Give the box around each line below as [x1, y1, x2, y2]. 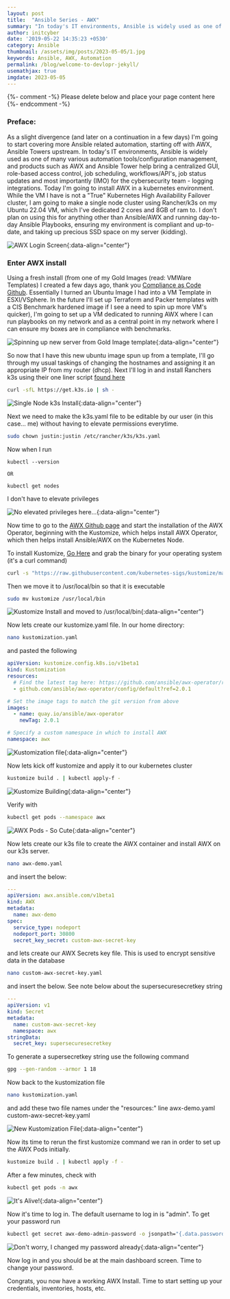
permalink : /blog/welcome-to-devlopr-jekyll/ [7, 61, 139, 68]
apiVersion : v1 [7, 1002, 51, 1009]
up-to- [196, 220, 214, 229]
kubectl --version [7, 458, 60, 465]
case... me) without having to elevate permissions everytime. [7, 419, 179, 428]
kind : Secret [7, 1009, 44, 1015]
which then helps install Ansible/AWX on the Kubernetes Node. [7, 536, 185, 544]
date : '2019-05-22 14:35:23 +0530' [7, 36, 109, 43]
